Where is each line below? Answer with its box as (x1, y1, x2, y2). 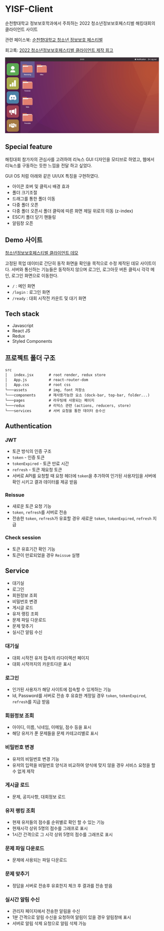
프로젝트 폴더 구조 (5, 354, 56, 362)
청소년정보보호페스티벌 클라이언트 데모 (5, 250, 79, 256)
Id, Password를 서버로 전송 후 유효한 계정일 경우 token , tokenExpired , (12, 693, 147, 698)
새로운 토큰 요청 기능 (12, 503, 52, 509)
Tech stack (5, 310, 40, 318)
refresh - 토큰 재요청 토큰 (12, 466, 62, 472)
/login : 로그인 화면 (12, 289, 50, 295)
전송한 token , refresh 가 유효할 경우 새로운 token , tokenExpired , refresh (12, 516, 152, 521)
